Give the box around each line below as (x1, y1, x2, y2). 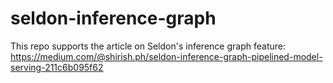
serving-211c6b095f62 (10, 61, 104, 73)
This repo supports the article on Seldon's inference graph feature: (10, 40, 286, 52)
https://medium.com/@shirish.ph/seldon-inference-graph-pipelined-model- (10, 50, 323, 62)
